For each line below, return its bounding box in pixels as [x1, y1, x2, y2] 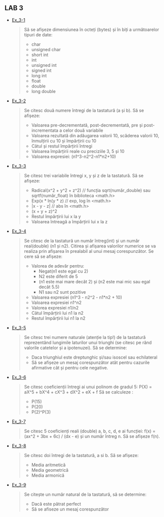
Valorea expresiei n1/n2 [31, 304, 79, 310]
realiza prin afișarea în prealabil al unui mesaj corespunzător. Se [24, 248, 154, 254]
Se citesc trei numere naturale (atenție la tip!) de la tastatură [24, 334, 146, 340]
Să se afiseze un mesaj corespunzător [31, 506, 109, 512]
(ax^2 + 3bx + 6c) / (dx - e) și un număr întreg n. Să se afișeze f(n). [24, 433, 160, 439]
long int [31, 72, 47, 78]
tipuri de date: [24, 31, 53, 37]
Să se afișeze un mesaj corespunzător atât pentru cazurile [31, 359, 150, 365]
